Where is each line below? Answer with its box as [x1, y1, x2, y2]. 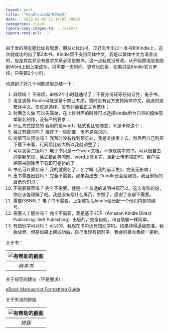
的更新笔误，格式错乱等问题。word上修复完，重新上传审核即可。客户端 [13, 154, 160, 160]
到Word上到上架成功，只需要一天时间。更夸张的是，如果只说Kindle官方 [6, 64, 153, 70]
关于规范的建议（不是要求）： [6, 276, 65, 282]
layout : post [6, 7, 33, 13]
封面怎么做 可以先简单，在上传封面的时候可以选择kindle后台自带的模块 [13, 110, 159, 116]
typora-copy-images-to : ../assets [6, 26, 78, 31]
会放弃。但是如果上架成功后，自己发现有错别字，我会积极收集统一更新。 [13, 229, 162, 235]
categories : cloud [6, 21, 44, 27]
